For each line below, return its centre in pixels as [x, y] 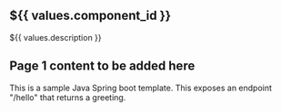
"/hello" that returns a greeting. [68, 97]
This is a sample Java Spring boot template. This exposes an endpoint [141, 88]
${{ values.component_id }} [90, 16]
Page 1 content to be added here [102, 66]
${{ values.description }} [55, 37]
